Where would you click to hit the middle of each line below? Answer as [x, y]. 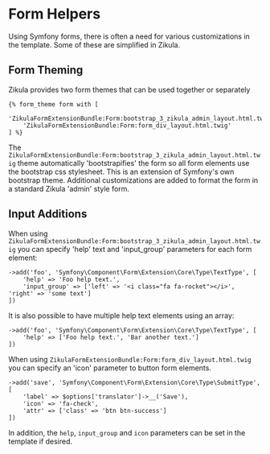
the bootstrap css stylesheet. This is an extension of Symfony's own [121, 171]
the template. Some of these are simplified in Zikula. [94, 44]
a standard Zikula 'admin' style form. [69, 188]
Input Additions [48, 214]
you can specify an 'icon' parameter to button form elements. [110, 368]
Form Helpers [55, 14]
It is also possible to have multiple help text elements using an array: [121, 316]
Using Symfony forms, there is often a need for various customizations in [129, 36]
